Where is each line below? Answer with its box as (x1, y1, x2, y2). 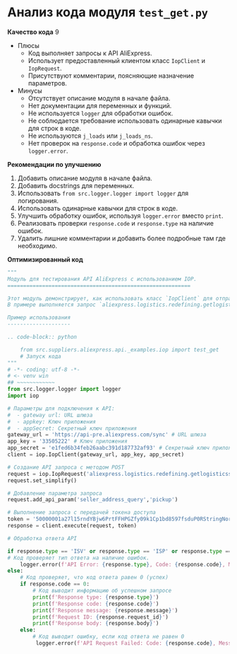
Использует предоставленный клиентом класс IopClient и (28, 56, 206, 64)
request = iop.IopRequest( (7, 470, 87, 477)
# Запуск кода (20, 353, 61, 360)
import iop (7, 392, 39, 399)
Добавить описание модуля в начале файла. (17, 174, 153, 182)
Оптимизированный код (7, 255, 83, 264)
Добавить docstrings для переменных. (17, 181, 135, 189)
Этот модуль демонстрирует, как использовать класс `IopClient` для (7, 295, 213, 302)
